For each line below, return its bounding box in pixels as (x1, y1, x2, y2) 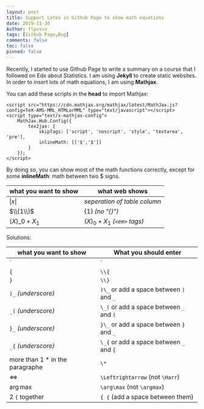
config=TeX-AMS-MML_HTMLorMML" (6, 107, 86, 113)
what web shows (97, 187, 148, 195)
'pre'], (6, 133, 26, 140)
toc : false (6, 43, 34, 49)
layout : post (6, 9, 39, 15)
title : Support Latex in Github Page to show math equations (6, 15, 165, 21)
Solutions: (6, 233, 32, 241)
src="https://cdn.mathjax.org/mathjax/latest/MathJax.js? (28, 102, 178, 108)
